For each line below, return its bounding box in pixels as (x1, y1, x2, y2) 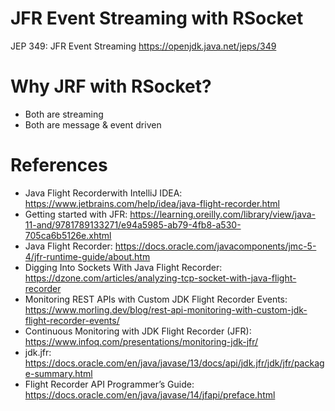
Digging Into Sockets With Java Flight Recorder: (24, 261, 223, 273)
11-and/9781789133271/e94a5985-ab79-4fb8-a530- (24, 218, 242, 231)
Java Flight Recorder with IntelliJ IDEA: (24, 187, 183, 199)
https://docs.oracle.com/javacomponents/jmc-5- (114, 240, 317, 252)
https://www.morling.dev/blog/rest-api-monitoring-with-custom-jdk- (24, 303, 308, 316)
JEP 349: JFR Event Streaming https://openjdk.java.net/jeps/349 (10, 40, 277, 52)
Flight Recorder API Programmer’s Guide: (24, 378, 195, 390)
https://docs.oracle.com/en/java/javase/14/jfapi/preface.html (24, 388, 276, 401)
